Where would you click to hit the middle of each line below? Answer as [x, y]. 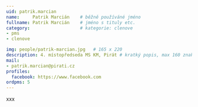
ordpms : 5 [18, 82]
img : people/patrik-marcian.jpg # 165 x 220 [64, 50]
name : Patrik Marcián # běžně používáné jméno [74, 17]
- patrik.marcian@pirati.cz [41, 66]
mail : [13, 60]
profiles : [18, 71]
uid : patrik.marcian [32, 11]
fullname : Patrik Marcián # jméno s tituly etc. [71, 22]
